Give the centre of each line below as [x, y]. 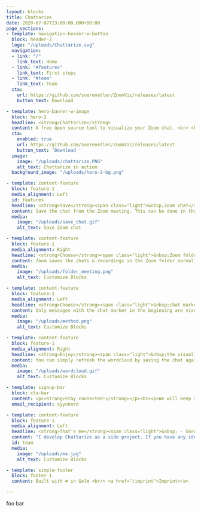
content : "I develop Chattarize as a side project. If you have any [99, 437]
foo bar [15, 503]
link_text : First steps [47, 73]
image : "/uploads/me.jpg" [49, 454]
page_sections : [25, 28]
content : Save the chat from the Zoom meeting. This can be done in [99, 211]
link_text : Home [37, 62]
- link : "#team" [32, 78]
